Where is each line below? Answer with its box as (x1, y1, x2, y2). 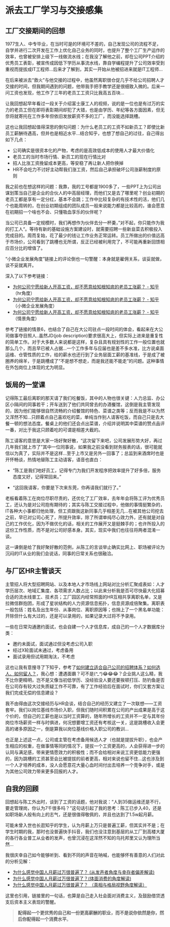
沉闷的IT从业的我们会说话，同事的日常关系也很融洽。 (5, 550, 116, 556)
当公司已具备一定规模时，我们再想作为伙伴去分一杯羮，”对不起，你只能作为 (5, 220, 160, 226)
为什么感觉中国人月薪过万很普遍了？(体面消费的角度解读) (12, 876, 132, 882)
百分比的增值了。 (9, 245, 46, 251)
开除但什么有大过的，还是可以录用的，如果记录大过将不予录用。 (5, 612, 138, 619)
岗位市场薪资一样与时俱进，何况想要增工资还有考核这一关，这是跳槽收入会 (5, 719, 160, 726)
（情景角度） (12, 316, 39, 321)
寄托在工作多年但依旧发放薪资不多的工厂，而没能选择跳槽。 (18, 113, 143, 119)
